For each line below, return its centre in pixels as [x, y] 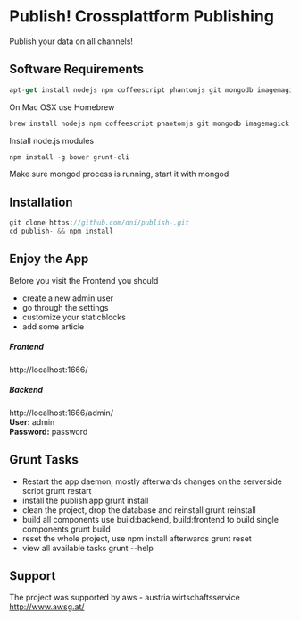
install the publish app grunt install [85, 500]
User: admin [32, 421]
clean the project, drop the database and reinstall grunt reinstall [139, 510]
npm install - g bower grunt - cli [69, 157]
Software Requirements [77, 69]
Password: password [49, 431]
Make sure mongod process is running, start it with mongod [119, 174]
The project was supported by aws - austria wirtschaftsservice [125, 598]
